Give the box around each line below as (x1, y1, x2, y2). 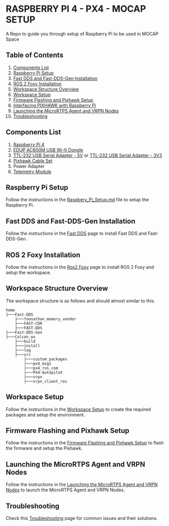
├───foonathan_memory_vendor (15, 316, 77, 321)
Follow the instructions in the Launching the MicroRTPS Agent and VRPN (6, 482, 158, 488)
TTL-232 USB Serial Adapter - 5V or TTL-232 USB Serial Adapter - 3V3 (13, 152, 162, 158)
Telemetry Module (13, 169, 52, 175)
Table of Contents (6, 51, 64, 60)
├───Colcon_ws (6, 334, 36, 339)
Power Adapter (13, 163, 45, 169)
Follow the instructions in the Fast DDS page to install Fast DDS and (6, 230, 147, 237)
